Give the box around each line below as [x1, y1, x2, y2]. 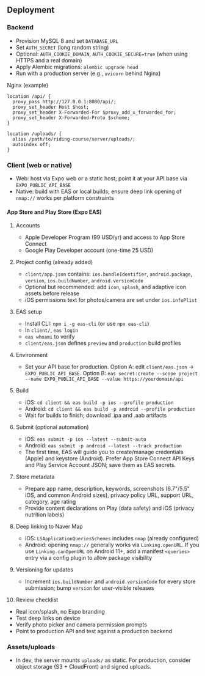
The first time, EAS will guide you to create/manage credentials [24, 449, 184, 456]
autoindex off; [12, 141, 51, 147]
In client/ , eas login [24, 326, 79, 334]
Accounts [15, 222, 40, 229]
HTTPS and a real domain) [15, 56, 82, 64]
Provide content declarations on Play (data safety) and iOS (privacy [24, 504, 195, 512]
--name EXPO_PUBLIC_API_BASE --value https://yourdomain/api [24, 376, 184, 383]
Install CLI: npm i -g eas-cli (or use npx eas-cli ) [24, 320, 149, 328]
